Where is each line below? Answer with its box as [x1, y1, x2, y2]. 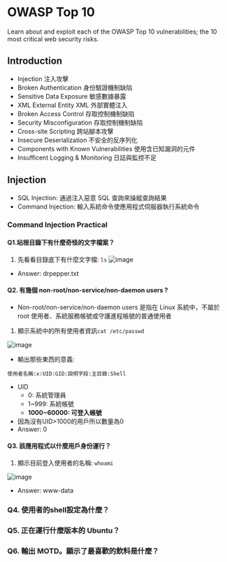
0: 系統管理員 [27, 391, 66, 399]
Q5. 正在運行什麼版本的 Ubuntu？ [7, 526, 120, 535]
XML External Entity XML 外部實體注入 [17, 101, 128, 109]
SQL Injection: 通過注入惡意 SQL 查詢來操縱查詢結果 [17, 193, 168, 202]
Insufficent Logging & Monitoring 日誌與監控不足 [17, 153, 157, 162]
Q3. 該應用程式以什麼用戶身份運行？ [7, 442, 112, 450]
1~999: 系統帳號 [27, 400, 75, 408]
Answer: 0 [17, 425, 47, 433]
